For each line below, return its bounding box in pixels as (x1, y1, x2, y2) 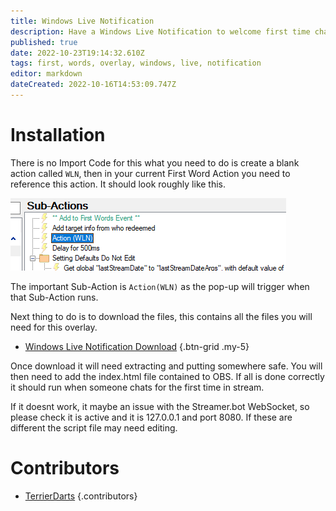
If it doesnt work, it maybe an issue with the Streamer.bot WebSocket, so (10, 400, 310, 412)
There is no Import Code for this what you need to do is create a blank (10, 156, 300, 169)
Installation (10, 124, 106, 147)
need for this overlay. (10, 321, 98, 333)
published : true (10, 37, 78, 47)
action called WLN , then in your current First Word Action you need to (10, 167, 291, 179)
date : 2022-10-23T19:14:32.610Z (10, 48, 145, 58)
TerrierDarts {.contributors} (24, 490, 138, 502)
